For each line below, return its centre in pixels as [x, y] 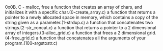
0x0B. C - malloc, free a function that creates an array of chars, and [74, 7]
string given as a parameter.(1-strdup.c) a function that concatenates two [79, 22]
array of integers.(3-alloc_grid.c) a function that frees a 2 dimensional [76, 33]
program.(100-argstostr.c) [31, 43]
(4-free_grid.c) [20, 38]
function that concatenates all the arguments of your [93, 38]
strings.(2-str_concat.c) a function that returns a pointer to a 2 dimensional [81, 28]
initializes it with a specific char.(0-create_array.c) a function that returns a [80, 12]
